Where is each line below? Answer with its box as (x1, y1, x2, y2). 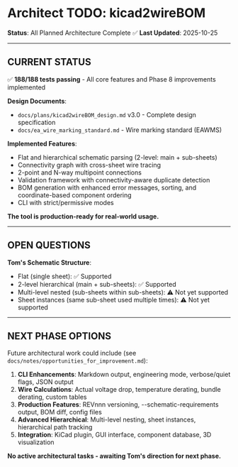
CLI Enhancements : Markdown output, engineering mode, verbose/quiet (17, 370, 231, 379)
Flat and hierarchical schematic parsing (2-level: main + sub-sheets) (17, 153, 217, 161)
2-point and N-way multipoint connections (17, 168, 142, 177)
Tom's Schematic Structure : (7, 258, 92, 267)
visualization (17, 438, 55, 446)
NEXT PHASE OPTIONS (7, 330, 112, 342)
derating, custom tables (17, 392, 87, 402)
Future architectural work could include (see (7, 349, 137, 358)
